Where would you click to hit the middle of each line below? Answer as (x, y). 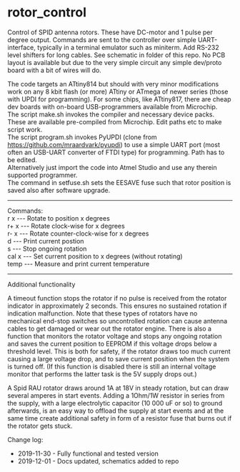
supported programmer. (42, 175)
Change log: (25, 439)
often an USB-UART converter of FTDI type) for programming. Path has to (116, 152)
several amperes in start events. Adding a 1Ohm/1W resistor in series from (116, 395)
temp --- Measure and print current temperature (79, 263)
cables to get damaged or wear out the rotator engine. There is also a (110, 328)
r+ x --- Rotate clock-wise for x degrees (66, 226)
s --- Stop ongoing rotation (47, 248)
